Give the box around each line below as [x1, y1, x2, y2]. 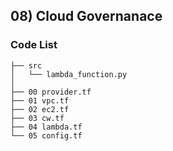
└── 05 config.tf [10, 130, 83, 141]
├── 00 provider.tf [10, 87, 92, 97]
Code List [10, 38, 58, 52]
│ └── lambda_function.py [10, 69, 128, 79]
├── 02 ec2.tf [10, 104, 70, 114]
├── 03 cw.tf [10, 113, 65, 123]
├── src [10, 60, 43, 71]
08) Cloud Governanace [10, 8, 163, 25]
